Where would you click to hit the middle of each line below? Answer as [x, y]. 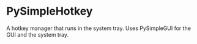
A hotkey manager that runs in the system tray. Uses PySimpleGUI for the [99, 28]
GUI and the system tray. [38, 34]
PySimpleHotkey [50, 11]
